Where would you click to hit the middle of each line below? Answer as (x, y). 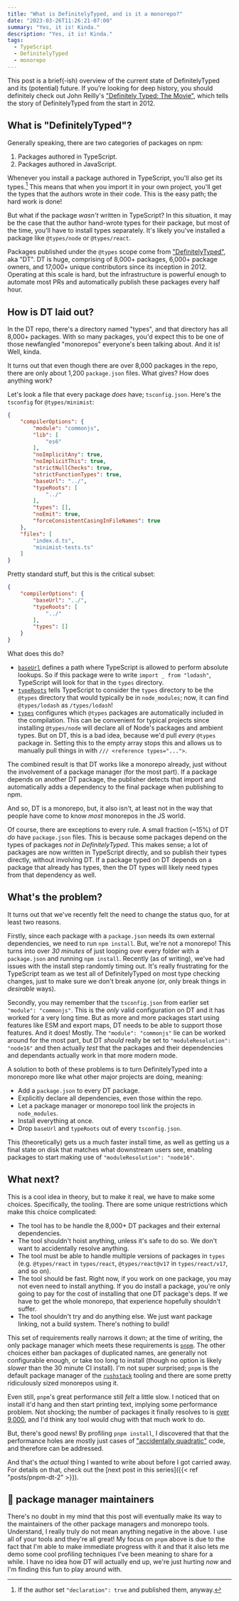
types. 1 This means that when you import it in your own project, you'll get (115, 186)
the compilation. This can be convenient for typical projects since (113, 720)
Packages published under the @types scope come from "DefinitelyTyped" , (117, 252)
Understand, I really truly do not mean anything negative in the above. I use (118, 1532)
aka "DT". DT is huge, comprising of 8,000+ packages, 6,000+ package (113, 260)
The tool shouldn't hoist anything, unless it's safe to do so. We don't (117, 1240)
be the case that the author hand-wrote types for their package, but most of (118, 223)
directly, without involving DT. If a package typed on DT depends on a (110, 860)
